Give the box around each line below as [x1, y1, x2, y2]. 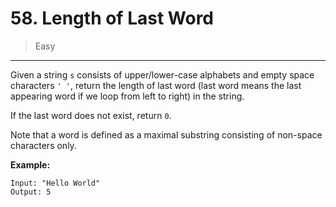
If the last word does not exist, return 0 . [10, 109, 172, 121]
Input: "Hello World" [10, 178, 101, 188]
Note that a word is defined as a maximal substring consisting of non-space [10, 128, 323, 141]
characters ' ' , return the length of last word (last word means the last [10, 79, 302, 91]
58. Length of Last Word [10, 7, 214, 30]
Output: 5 [10, 187, 52, 197]
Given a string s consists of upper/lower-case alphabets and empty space [10, 68, 315, 81]
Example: [10, 158, 51, 171]
